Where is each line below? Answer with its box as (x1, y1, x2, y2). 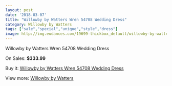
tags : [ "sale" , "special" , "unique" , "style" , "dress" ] (5, 27, 118, 32)
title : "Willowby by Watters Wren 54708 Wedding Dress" (5, 17, 127, 22)
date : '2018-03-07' (5, 12, 47, 17)
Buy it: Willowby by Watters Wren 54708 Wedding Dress (5, 65, 124, 71)
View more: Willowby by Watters (5, 75, 74, 81)
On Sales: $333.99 (5, 55, 46, 61)
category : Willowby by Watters (5, 21, 72, 27)
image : (5, 31, 19, 36)
